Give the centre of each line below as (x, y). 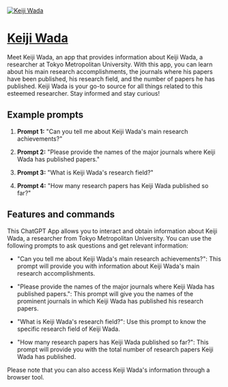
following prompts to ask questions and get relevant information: (98, 245)
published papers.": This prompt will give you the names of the (105, 293)
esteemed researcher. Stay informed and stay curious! (84, 93)
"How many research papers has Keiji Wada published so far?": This (113, 342)
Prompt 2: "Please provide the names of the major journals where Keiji (116, 152)
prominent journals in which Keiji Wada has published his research (110, 301)
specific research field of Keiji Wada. (69, 329)
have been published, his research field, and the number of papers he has (111, 79)
